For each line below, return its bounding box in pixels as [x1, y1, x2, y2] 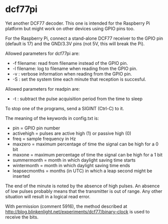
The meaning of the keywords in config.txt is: [5, 115, 99, 121]
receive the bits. [5, 214, 39, 220]
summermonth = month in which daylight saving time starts [12, 157, 136, 163]
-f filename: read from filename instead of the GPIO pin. [12, 60, 128, 66]
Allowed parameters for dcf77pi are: [5, 50, 80, 56]
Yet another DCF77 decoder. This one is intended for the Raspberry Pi [5, 20, 150, 26]
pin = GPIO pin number [12, 125, 60, 131]
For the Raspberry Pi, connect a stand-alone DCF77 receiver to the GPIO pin [5, 35, 163, 41]
